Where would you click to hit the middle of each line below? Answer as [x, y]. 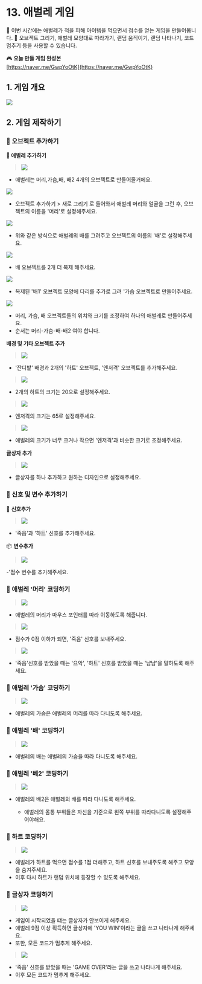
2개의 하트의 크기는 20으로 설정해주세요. [62, 392]
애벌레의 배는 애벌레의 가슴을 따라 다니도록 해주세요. [76, 756]
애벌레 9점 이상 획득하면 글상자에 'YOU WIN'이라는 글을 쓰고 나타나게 [97, 928]
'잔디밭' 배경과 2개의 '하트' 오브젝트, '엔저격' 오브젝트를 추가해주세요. [96, 368]
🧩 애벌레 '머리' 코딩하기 [38, 589]
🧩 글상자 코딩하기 [30, 895]
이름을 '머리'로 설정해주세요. [64, 212]
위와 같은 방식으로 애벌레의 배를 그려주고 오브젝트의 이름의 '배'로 [91, 236]
